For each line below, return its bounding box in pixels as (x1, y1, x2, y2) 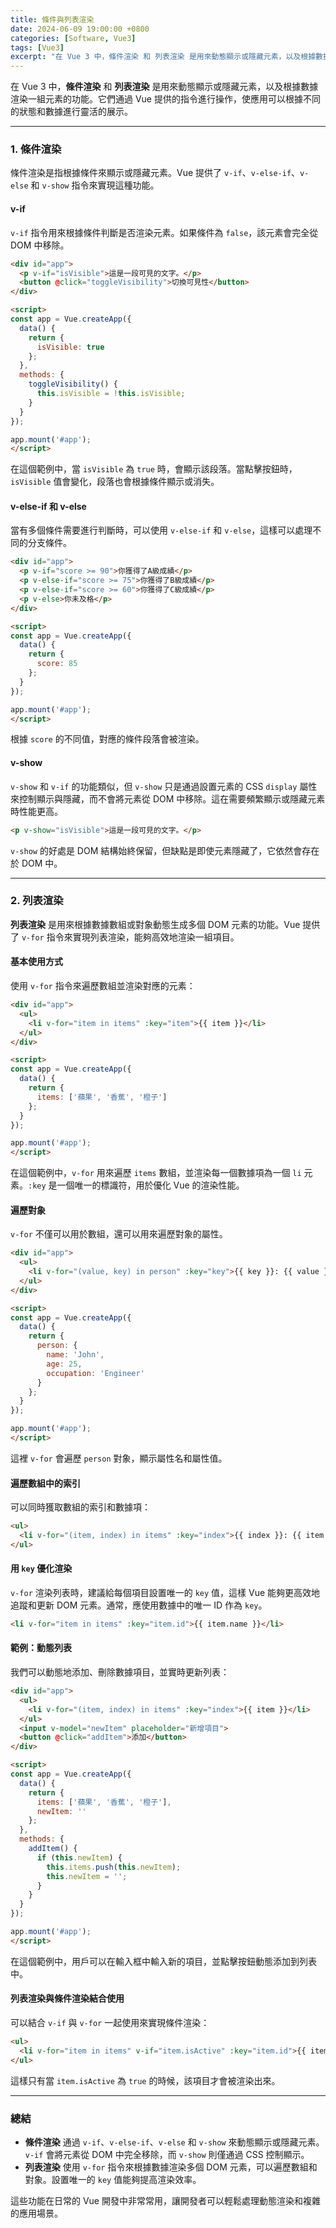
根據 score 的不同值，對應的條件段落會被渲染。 (10, 733, 205, 745)
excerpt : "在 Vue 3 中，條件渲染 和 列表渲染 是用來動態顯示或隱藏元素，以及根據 (10, 52, 317, 62)
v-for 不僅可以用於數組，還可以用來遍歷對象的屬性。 (10, 1228, 228, 1240)
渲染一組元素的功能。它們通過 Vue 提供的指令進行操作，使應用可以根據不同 (10, 93, 321, 105)
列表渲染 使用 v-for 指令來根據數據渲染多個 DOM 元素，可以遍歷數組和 (24, 2161, 318, 2173)
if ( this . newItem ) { (36, 1852, 123, 1863)
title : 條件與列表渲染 (10, 14, 95, 25)
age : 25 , (46, 1359, 83, 1369)
